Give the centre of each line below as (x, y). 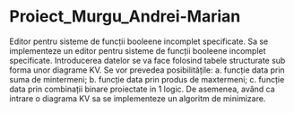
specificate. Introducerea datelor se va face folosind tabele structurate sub (147, 60)
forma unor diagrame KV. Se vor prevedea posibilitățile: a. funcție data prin (147, 70)
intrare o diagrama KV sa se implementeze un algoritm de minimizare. (138, 98)
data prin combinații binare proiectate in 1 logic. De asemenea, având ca (142, 89)
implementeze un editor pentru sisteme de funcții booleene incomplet (138, 50)
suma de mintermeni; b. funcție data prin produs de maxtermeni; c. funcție (147, 79)
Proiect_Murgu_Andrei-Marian (125, 17)
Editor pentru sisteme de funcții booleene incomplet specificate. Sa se (139, 41)
